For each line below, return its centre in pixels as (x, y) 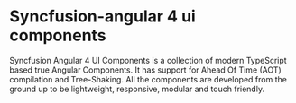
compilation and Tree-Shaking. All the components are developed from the (148, 79)
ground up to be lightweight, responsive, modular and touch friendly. (137, 89)
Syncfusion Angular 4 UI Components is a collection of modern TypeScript (148, 60)
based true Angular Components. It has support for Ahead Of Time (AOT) (145, 70)
